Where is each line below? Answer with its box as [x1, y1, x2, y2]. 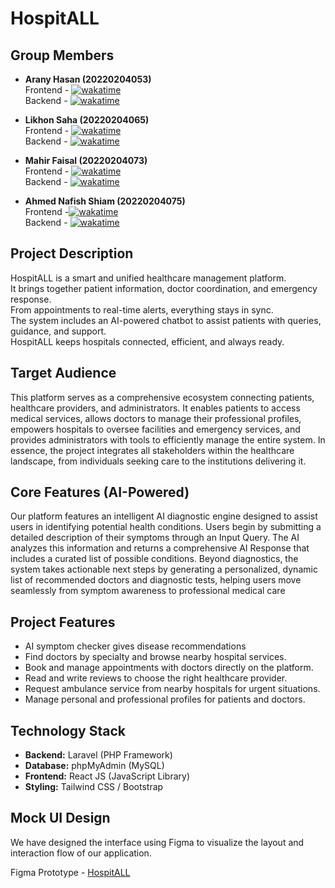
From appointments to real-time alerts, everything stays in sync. [10, 303, 274, 316]
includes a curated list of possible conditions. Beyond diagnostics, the [10, 553, 299, 565]
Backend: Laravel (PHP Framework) [24, 749, 173, 761]
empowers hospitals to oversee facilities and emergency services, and [10, 423, 301, 435]
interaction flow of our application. [10, 847, 152, 859]
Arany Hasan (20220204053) [24, 73, 152, 85]
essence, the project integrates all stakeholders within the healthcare [10, 444, 295, 456]
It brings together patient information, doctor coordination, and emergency [10, 282, 318, 294]
